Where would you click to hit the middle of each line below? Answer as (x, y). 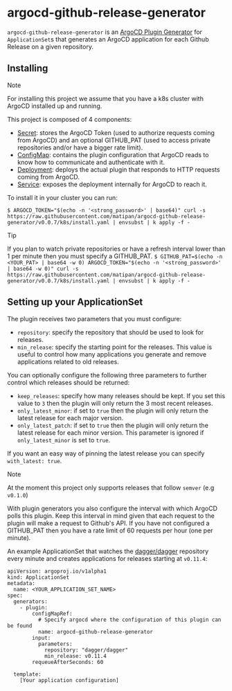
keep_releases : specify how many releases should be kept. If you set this (121, 395)
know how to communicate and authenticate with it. (91, 162)
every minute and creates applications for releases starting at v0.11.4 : (107, 558)
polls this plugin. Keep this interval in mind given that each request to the (111, 515)
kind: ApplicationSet (38, 577)
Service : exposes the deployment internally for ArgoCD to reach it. (112, 184)
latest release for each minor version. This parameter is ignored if (110, 432)
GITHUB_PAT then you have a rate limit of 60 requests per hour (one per (110, 530)
